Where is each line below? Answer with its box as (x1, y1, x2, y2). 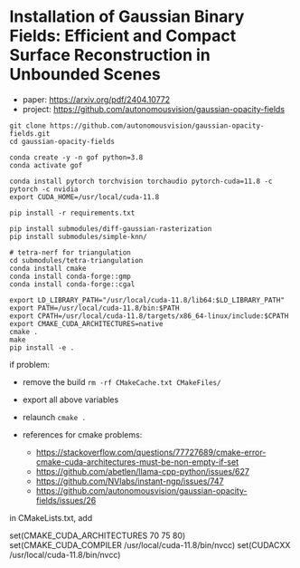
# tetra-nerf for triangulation (9, 247, 131, 257)
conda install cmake (9, 264, 88, 273)
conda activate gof (9, 160, 83, 169)
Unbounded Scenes (9, 64, 161, 85)
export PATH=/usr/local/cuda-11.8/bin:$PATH (9, 303, 180, 313)
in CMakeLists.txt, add (9, 512, 93, 523)
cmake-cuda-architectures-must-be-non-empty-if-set (35, 456, 239, 467)
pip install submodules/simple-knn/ (9, 232, 147, 241)
